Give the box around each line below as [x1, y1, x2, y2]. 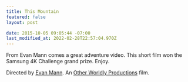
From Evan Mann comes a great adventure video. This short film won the [6, 52, 182, 59]
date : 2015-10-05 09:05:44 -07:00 [6, 30, 91, 36]
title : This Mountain [6, 8, 59, 15]
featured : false [6, 14, 46, 20]
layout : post [6, 19, 38, 25]
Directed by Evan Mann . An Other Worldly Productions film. [6, 69, 150, 76]
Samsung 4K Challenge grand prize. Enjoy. [6, 58, 110, 65]
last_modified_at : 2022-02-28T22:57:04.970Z [6, 36, 117, 42]
